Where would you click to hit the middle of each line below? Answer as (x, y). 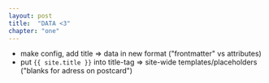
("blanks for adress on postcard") (76, 71)
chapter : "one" (34, 31)
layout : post (30, 16)
